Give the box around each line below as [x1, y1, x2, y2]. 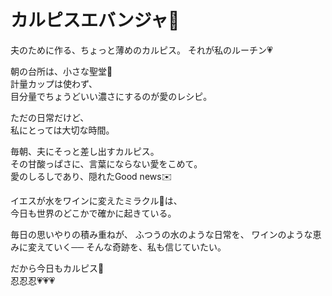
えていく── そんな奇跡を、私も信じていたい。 [36, 241, 227, 253]
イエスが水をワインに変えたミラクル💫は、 [10, 194, 183, 206]
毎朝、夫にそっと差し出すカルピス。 [10, 145, 160, 157]
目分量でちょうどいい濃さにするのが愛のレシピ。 [10, 90, 213, 102]
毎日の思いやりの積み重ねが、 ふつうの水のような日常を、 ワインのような [10, 228, 313, 240]
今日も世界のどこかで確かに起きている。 [10, 207, 177, 219]
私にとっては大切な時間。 [10, 124, 115, 136]
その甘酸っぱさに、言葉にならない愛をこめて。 [10, 157, 203, 170]
